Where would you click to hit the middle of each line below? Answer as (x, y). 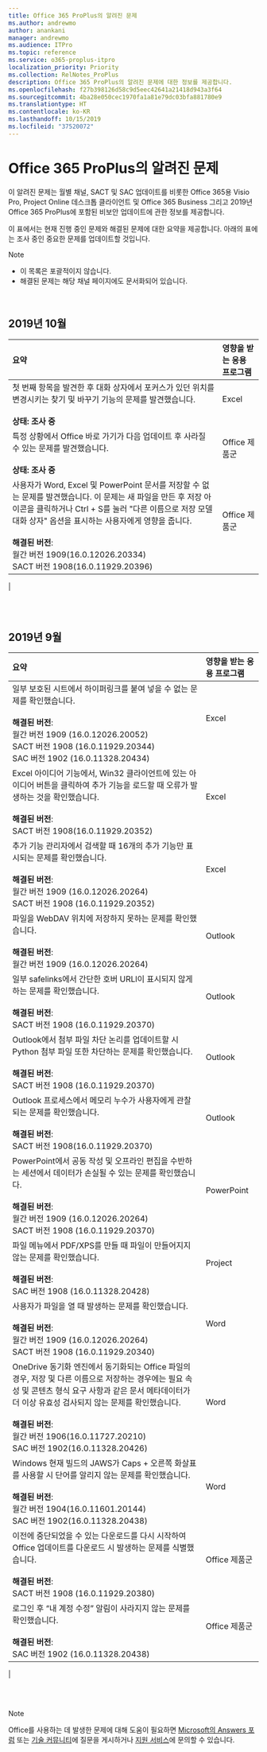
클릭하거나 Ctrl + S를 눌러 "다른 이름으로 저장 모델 (124, 508)
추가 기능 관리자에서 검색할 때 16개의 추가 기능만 (98, 846)
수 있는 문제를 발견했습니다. (60, 448)
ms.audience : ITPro (41, 45)
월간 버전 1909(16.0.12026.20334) (79, 554)
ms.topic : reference (43, 52)
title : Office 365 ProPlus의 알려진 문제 (73, 16)
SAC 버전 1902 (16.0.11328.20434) (81, 759)
